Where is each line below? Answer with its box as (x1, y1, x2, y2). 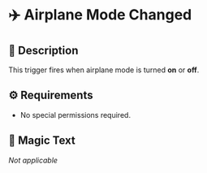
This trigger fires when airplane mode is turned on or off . (8, 65, 200, 75)
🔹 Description (8, 43, 79, 57)
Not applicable (8, 155, 58, 165)
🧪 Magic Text (8, 134, 75, 148)
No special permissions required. (19, 110, 132, 119)
